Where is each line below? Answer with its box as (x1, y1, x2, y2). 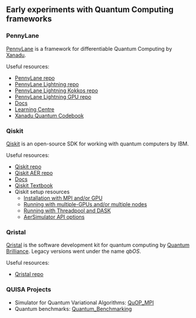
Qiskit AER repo (14, 169, 53, 176)
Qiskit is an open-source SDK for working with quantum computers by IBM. (6, 140, 189, 147)
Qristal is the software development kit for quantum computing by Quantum (6, 242, 190, 249)
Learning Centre (14, 106, 55, 113)
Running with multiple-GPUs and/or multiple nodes (23, 200, 148, 207)
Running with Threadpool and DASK (23, 207, 111, 214)
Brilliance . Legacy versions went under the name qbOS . (6, 248, 142, 255)
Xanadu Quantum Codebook (14, 112, 84, 119)
